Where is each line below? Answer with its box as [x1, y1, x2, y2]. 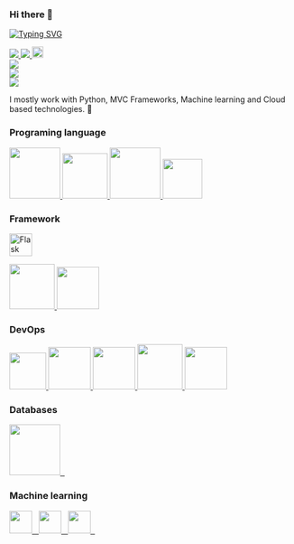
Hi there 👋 [9, 8, 54, 21]
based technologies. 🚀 [9, 104, 93, 115]
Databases [9, 404, 58, 417]
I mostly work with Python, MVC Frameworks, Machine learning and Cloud [9, 94, 286, 105]
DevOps [9, 323, 46, 335]
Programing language [9, 127, 106, 139]
